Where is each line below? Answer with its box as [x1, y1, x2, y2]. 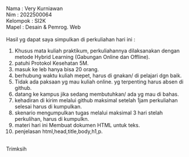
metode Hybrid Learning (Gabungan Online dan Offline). [14, 54, 150, 60]
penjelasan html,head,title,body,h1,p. [14, 128, 103, 135]
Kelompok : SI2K [6, 18, 46, 24]
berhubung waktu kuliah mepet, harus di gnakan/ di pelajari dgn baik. [14, 72, 182, 79]
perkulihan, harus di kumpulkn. [14, 116, 90, 122]
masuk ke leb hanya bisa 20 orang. [14, 66, 99, 72]
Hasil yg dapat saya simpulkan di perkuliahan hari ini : [6, 36, 136, 43]
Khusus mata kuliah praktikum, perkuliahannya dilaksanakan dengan [14, 47, 180, 54]
